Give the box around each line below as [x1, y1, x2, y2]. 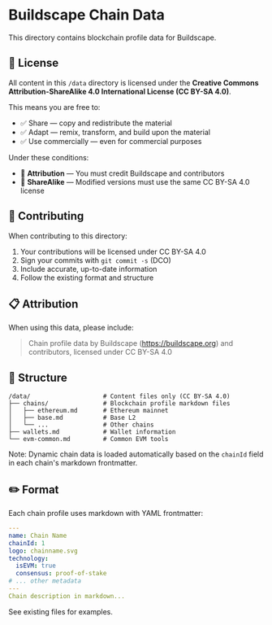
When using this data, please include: [8, 323, 134, 333]
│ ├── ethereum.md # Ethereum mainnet [8, 407, 169, 415]
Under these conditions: [8, 152, 89, 162]
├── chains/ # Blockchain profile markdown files [8, 400, 231, 408]
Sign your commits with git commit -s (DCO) [19, 255, 172, 265]
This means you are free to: [8, 102, 101, 111]
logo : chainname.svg [8, 547, 79, 555]
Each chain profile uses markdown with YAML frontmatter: [8, 509, 204, 518]
